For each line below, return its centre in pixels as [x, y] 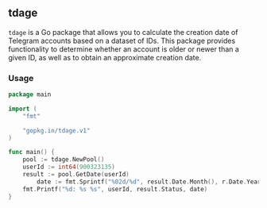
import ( [23, 109]
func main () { [32, 152]
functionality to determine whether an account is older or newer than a [124, 49]
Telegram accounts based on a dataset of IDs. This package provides [122, 40]
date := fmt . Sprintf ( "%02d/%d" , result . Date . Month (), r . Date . [142, 182]
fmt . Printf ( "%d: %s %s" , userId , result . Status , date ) [115, 189]
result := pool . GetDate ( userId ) [76, 175]
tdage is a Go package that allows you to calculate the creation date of [123, 32]
